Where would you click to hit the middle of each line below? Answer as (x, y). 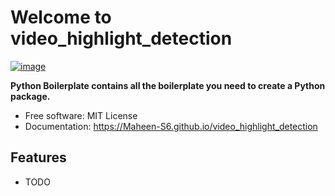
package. (30, 96)
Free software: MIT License (81, 115)
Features (38, 157)
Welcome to (61, 17)
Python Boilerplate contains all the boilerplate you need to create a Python (168, 85)
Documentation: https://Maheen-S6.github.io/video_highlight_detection (171, 126)
